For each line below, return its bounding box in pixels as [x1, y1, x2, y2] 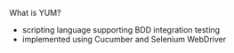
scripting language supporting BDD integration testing [21, 25, 221, 34]
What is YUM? [9, 8, 61, 18]
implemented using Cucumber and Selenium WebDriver [21, 34, 227, 44]
